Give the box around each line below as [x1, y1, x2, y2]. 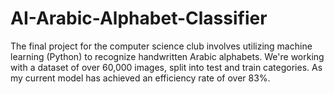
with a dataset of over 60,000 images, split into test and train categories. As [10, 61, 323, 73]
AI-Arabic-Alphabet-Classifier [10, 7, 268, 30]
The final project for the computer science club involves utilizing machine [10, 40, 313, 52]
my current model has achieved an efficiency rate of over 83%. [10, 72, 271, 84]
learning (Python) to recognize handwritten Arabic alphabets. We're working [10, 50, 325, 62]
